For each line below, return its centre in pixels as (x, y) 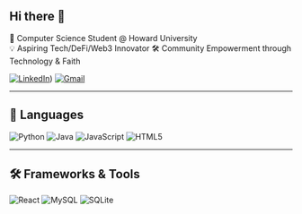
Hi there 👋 (37, 17)
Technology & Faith (45, 61)
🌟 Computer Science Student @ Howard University (103, 38)
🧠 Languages (46, 115)
